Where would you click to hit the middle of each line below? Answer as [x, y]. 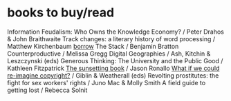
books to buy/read [61, 13]
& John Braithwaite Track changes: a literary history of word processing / [111, 38]
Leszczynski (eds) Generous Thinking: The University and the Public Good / [115, 60]
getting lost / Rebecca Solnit [47, 90]
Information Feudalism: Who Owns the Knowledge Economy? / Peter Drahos [116, 32]
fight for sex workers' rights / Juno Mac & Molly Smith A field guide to [107, 82]
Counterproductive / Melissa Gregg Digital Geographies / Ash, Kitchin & [109, 54]
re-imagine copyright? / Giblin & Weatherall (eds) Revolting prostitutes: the [113, 75]
